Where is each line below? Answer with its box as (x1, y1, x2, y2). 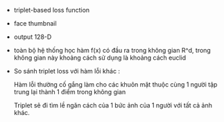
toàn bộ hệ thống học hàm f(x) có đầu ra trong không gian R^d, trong (13, 46, 212, 54)
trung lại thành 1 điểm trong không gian (13, 88, 126, 96)
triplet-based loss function (13, 6, 90, 14)
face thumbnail (13, 19, 57, 27)
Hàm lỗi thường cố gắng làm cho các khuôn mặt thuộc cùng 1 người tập (13, 80, 218, 89)
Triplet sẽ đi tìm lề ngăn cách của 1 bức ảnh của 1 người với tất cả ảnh (13, 101, 213, 110)
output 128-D (13, 33, 52, 41)
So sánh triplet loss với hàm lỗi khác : (13, 67, 120, 75)
